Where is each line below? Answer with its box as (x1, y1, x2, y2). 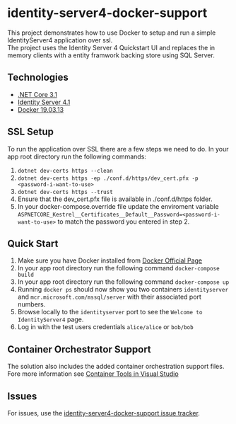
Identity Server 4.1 (17, 98, 71, 106)
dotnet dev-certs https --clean (17, 167, 113, 174)
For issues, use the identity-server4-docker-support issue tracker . (7, 409, 200, 417)
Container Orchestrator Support (7, 343, 152, 355)
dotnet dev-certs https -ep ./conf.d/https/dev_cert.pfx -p (17, 175, 199, 182)
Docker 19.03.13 (17, 105, 64, 114)
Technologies (7, 71, 69, 84)
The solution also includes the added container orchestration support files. (7, 362, 225, 371)
